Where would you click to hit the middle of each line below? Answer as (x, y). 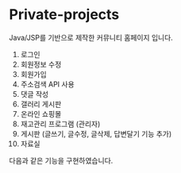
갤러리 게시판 (41, 104)
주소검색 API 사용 (47, 84)
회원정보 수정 (41, 64)
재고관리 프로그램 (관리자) (60, 124)
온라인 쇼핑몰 (41, 113)
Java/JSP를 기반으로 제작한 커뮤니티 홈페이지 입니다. (91, 37)
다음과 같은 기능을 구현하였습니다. (61, 160)
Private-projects (64, 15)
